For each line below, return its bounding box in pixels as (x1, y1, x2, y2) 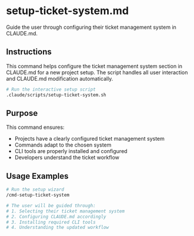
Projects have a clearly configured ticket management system (14, 135, 165, 142)
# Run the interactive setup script (6, 87, 96, 92)
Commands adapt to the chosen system (14, 141, 112, 148)
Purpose (6, 108, 38, 118)
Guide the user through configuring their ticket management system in (6, 24, 176, 31)
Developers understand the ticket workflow (14, 154, 119, 161)
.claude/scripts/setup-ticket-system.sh (6, 92, 107, 98)
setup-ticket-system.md (6, 4, 129, 18)
